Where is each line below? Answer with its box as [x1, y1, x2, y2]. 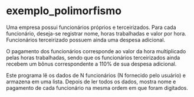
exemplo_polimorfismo [6, 4, 122, 18]
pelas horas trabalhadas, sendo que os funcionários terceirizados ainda [6, 54, 180, 61]
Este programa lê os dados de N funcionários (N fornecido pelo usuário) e [6, 72, 186, 79]
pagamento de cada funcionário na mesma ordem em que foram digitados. [6, 84, 189, 91]
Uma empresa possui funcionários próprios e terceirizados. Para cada [6, 24, 176, 31]
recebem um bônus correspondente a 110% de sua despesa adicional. [6, 60, 177, 67]
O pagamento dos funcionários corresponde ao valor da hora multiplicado [6, 47, 186, 54]
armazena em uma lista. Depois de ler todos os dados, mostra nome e [6, 78, 176, 85]
